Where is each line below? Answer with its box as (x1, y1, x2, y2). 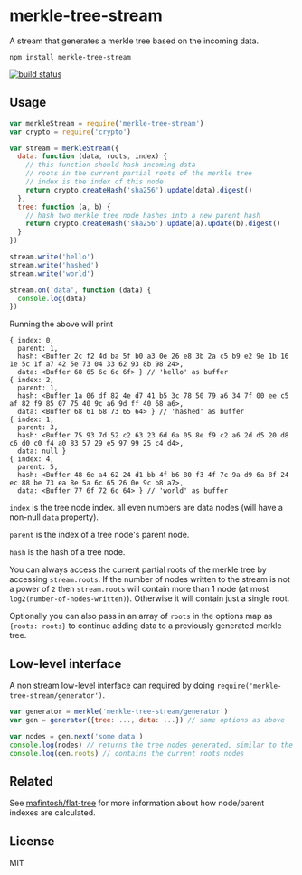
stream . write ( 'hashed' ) (9, 260, 99, 269)
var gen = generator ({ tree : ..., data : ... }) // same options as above (9, 715, 285, 724)
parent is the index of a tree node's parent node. (9, 530, 190, 541)
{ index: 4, (9, 455, 54, 464)
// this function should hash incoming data (25, 160, 196, 170)
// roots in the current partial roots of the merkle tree (25, 169, 253, 178)
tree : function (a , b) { (17, 202, 111, 212)
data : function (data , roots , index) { (17, 152, 168, 161)
